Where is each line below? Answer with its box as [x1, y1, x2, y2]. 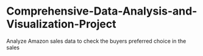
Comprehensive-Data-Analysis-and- [6, 4, 198, 18]
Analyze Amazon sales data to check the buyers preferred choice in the [6, 37, 187, 44]
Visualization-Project [6, 17, 116, 31]
